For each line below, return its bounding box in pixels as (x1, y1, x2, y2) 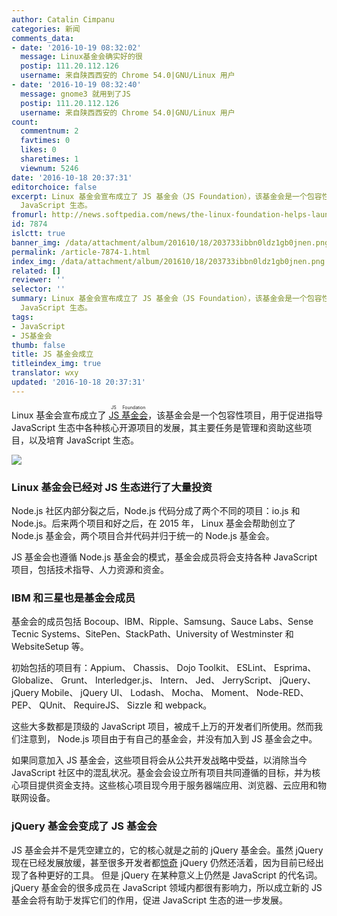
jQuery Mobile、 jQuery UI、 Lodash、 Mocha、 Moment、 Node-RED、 (11, 687, 309, 699)
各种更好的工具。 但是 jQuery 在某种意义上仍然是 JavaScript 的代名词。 (28, 869, 323, 881)
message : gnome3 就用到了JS (20, 89, 131, 99)
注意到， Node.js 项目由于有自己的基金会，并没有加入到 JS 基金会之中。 (19, 733, 318, 745)
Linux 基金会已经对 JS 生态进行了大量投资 (11, 480, 213, 494)
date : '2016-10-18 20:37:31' (11, 172, 133, 183)
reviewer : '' (11, 275, 66, 285)
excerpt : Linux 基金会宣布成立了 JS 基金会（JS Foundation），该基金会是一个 (11, 191, 308, 201)
